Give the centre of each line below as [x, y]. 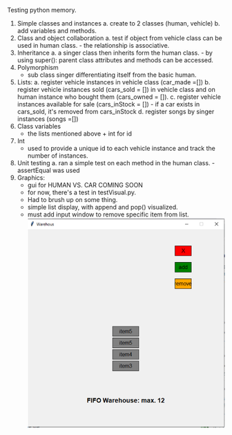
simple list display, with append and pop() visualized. [103, 207]
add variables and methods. [57, 31]
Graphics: [31, 178]
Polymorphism [38, 67]
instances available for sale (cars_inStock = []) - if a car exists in [108, 104]
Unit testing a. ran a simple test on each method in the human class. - [116, 163]
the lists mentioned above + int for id [80, 133]
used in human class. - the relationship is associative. [93, 45]
